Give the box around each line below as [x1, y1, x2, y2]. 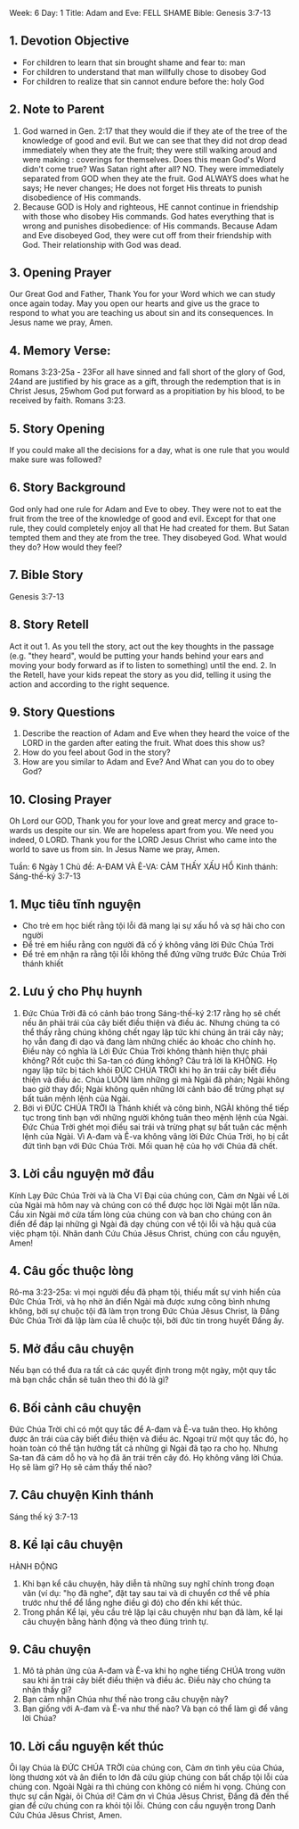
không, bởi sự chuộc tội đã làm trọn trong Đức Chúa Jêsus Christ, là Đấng [9, 1306, 280, 1317]
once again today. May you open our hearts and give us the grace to [9, 298, 260, 309]
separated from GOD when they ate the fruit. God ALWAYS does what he [21, 173, 289, 184]
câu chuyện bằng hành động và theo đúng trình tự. [21, 1616, 209, 1626]
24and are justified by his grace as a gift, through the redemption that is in [9, 377, 281, 387]
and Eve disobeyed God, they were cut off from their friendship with [21, 229, 272, 240]
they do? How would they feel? [9, 542, 123, 552]
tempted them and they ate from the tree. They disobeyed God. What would [9, 532, 287, 542]
